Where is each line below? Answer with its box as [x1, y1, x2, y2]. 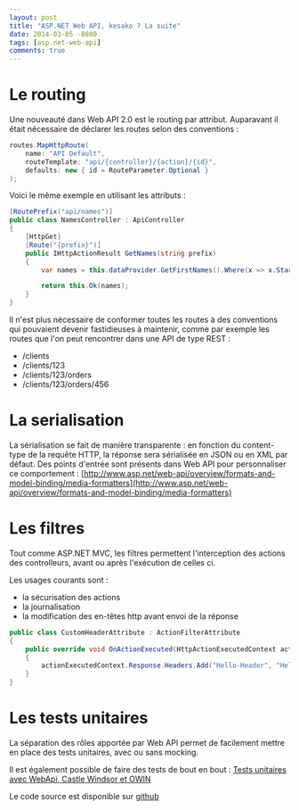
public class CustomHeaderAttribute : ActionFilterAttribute [9, 628, 241, 637]
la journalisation [21, 601, 81, 612]
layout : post [9, 12, 58, 22]
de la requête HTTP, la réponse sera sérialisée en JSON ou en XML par [28, 450, 288, 459]
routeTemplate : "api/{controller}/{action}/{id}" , [25, 157, 217, 166]
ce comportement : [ [9, 468, 85, 478]
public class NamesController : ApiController [9, 216, 185, 225]
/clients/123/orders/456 [21, 379, 109, 390]
